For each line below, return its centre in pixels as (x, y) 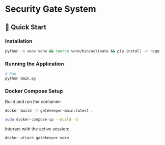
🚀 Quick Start (26, 27)
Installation (19, 41)
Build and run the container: (33, 102)
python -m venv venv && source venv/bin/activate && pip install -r (77, 51)
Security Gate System (51, 9)
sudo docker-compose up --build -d (41, 119)
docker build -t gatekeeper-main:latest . (49, 111)
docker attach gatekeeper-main (37, 138)
